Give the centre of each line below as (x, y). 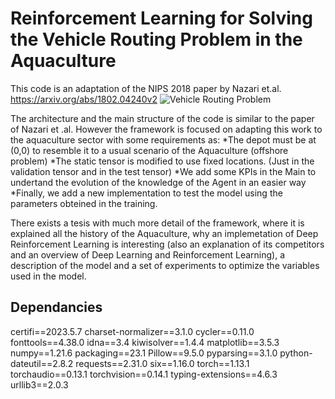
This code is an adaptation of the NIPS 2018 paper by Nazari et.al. (146, 88)
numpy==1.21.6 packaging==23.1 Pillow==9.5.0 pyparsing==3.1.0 (144, 353)
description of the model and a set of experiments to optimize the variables (165, 265)
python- (296, 353)
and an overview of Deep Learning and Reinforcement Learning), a (147, 254)
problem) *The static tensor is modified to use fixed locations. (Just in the (162, 161)
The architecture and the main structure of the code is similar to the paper (162, 118)
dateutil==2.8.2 (42, 363)
